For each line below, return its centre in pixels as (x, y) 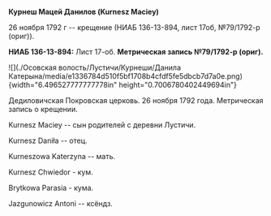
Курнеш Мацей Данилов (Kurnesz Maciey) (84, 12)
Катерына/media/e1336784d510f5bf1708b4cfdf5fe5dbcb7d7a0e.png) (126, 76)
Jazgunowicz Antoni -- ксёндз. (61, 203)
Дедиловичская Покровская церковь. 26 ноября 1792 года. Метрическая (136, 100)
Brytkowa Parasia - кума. (51, 188)
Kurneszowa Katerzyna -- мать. (62, 156)
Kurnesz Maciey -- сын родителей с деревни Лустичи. (102, 125)
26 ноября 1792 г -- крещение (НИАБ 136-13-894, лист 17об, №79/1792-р (134, 27)
